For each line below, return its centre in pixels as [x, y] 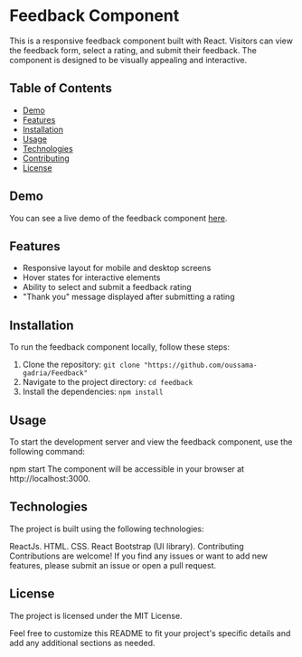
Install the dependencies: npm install [93, 392]
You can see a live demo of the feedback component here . [118, 218]
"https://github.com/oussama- [200, 366]
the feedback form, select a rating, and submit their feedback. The [133, 50]
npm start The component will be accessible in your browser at [127, 469]
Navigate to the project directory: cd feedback [108, 382]
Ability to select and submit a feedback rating [107, 287]
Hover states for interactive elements [91, 277]
